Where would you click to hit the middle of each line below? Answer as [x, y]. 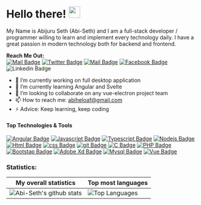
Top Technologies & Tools [39, 125]
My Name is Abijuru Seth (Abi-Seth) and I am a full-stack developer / [92, 31]
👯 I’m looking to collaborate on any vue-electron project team [91, 93]
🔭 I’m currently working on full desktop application [78, 80]
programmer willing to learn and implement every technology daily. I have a [100, 37]
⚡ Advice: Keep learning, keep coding [62, 109]
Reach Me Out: [25, 55]
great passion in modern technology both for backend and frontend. [91, 44]
